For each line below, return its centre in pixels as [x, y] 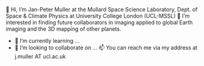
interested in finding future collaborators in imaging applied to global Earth [99, 22]
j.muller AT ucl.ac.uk [40, 56]
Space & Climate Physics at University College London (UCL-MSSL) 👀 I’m [98, 16]
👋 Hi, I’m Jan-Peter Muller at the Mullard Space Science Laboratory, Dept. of [102, 9]
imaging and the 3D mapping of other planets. [64, 29]
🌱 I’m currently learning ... [47, 41]
